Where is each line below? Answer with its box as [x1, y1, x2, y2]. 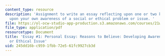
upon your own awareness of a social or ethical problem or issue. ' [9, 16, 155, 21]
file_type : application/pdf [5, 25, 63, 30]
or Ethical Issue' [9, 39, 48, 44]
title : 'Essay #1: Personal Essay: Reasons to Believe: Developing [5, 35, 146, 39]
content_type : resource [5, 7, 54, 12]
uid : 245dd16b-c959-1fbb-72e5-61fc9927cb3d [5, 43, 96, 48]
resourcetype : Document [5, 30, 54, 35]
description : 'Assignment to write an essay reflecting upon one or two [5, 12, 157, 17]
